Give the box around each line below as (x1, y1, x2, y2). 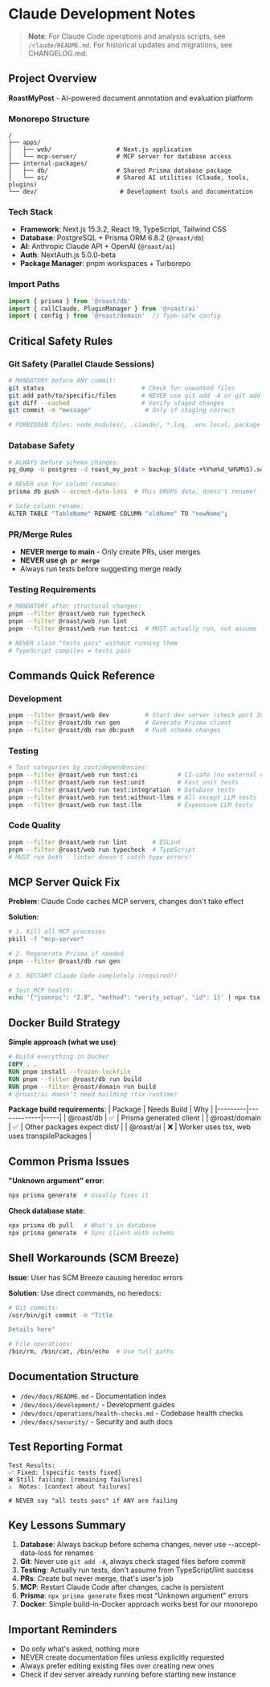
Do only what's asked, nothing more (19, 1644, 140, 1654)
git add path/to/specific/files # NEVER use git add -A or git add (8, 391, 261, 399)
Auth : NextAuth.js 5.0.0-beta (19, 250, 117, 260)
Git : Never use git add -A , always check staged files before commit (19, 1557, 247, 1566)
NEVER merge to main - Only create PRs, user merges (19, 547, 201, 557)
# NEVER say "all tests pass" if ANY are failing (8, 1497, 178, 1505)
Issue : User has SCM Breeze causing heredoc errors (8, 1272, 183, 1282)
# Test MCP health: (8, 986, 74, 994)
